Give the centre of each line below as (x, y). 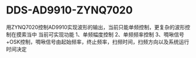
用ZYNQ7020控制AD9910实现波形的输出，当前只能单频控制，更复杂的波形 (96, 27)
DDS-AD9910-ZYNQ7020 (69, 10)
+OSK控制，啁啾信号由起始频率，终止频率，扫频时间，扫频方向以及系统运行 (98, 42)
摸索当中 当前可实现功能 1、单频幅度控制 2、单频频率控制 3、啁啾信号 (100, 34)
